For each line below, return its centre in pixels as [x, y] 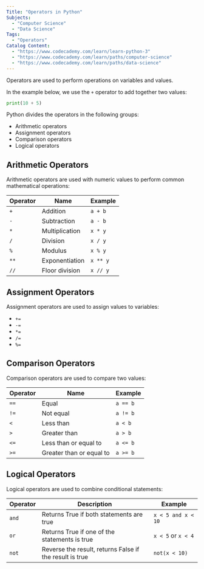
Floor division [61, 271]
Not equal [56, 413]
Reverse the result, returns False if [90, 549]
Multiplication [61, 231]
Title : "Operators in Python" [45, 12]
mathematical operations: [38, 186]
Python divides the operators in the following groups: [73, 115]
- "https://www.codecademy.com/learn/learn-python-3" [81, 52]
